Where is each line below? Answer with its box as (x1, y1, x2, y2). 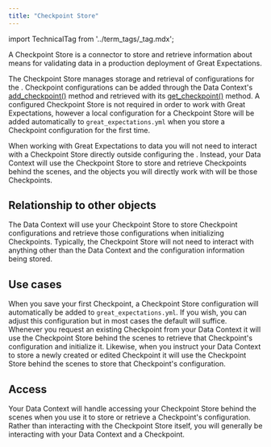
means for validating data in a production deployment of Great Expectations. (8, 58, 262, 68)
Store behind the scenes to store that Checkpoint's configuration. (8, 359, 226, 369)
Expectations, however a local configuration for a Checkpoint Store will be (8, 108, 255, 118)
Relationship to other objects (8, 198, 157, 212)
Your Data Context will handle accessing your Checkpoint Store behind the (8, 404, 256, 414)
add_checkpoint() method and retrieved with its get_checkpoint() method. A (8, 90, 261, 101)
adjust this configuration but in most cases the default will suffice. (8, 316, 227, 326)
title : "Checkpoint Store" (8, 11, 99, 20)
